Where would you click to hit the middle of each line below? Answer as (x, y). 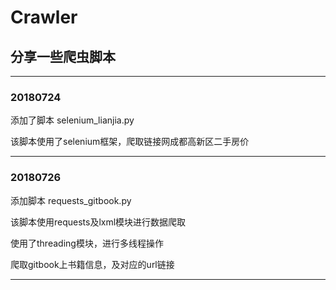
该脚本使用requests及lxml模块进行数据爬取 (98, 222)
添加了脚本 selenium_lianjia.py (72, 120)
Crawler (44, 17)
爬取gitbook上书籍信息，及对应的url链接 (92, 264)
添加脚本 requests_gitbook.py (71, 200)
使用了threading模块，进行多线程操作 (87, 243)
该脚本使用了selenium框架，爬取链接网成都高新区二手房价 (130, 142)
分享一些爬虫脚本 (63, 56)
